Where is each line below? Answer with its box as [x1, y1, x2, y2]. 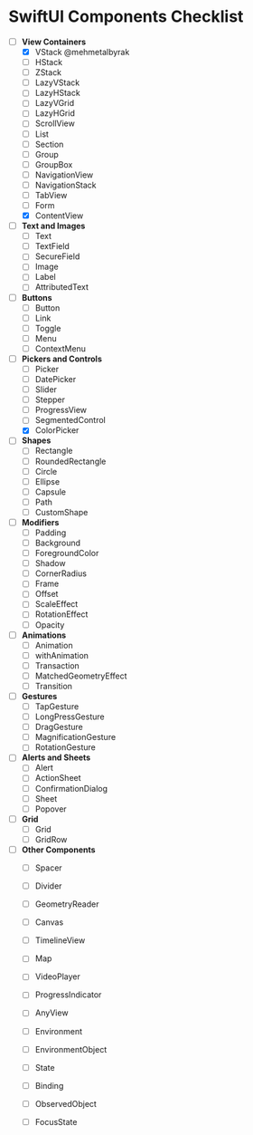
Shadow [34, 558, 66, 569]
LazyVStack [34, 77, 80, 88]
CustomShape [34, 506, 89, 517]
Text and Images [21, 220, 86, 232]
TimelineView [34, 935, 86, 946]
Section [34, 139, 64, 149]
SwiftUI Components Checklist [8, 6, 244, 27]
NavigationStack [34, 179, 97, 190]
